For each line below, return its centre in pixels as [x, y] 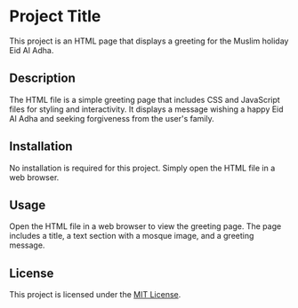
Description [42, 79]
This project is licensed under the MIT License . [95, 295]
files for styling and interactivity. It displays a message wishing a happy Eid [146, 109]
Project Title [55, 16]
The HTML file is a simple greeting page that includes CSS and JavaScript [145, 99]
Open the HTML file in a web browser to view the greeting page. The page [145, 226]
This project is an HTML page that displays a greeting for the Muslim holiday [149, 41]
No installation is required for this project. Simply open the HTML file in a [142, 168]
